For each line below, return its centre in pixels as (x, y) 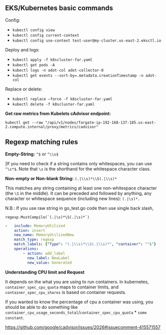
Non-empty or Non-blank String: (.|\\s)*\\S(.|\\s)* (61, 178)
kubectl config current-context (46, 35)
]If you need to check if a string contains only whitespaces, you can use (79, 163)
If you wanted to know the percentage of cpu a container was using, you (79, 302)
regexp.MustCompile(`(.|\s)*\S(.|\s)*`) (48, 217)
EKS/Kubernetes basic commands (59, 8)
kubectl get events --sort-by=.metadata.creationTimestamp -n (78, 75)
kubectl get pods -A (33, 65)
